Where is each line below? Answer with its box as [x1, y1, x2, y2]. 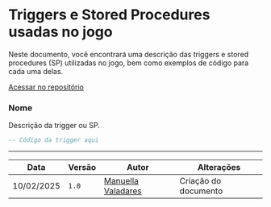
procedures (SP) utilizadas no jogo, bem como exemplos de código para [8, 58, 249, 68]
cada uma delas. [8, 66, 64, 76]
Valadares [103, 185, 142, 197]
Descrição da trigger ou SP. [8, 121, 101, 130]
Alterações [197, 162, 241, 173]
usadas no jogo [8, 23, 113, 41]
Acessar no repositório [8, 82, 85, 92]
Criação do [179, 176, 222, 187]
